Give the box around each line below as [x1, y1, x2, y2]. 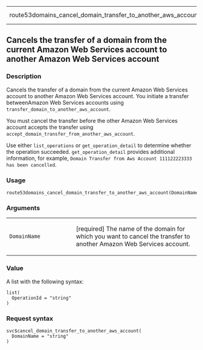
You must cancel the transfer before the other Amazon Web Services [6, 117, 178, 124]
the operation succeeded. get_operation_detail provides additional [6, 148, 175, 155]
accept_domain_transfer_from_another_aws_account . [6, 130, 135, 137]
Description [6, 72, 42, 81]
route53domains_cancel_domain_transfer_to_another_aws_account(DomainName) [6, 190, 201, 196]
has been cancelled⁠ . [6, 160, 57, 168]
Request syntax [6, 314, 53, 323]
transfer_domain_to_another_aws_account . [6, 105, 111, 113]
